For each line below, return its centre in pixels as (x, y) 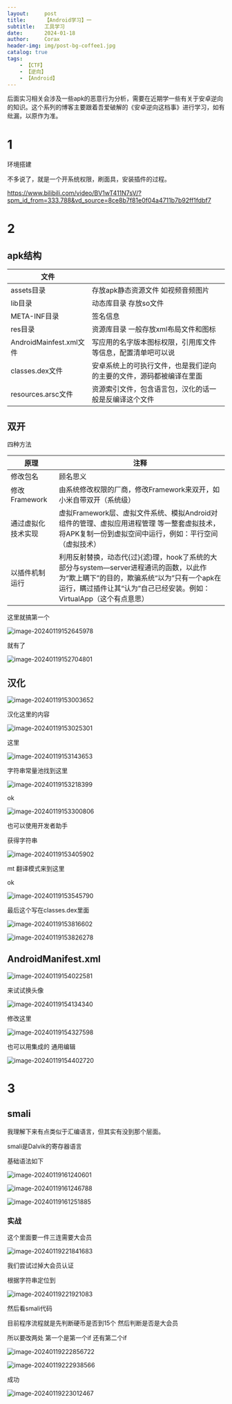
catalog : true (28, 53)
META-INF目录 (35, 316)
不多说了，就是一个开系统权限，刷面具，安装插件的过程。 (89, 179)
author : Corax (33, 40)
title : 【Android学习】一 (49, 20)
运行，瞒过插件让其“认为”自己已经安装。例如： (134, 589)
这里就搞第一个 (28, 617)
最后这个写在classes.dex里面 (48, 910)
